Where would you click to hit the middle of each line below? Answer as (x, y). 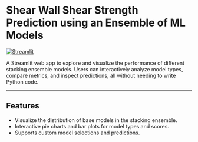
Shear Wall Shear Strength (72, 10)
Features (23, 106)
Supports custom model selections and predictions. (77, 133)
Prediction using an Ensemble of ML (96, 23)
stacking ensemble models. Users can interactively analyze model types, (95, 69)
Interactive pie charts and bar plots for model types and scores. (92, 126)
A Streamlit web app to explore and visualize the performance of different (95, 63)
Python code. (22, 82)
